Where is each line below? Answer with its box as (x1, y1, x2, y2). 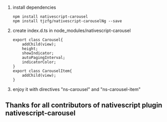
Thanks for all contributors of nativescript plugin (5, 101, 162, 110)
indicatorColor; (22, 59, 56, 65)
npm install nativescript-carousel (12, 14, 88, 19)
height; (22, 46, 38, 51)
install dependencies (12, 5, 56, 10)
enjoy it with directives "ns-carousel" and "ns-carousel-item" (12, 86, 141, 92)
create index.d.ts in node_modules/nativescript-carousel (12, 27, 131, 34)
